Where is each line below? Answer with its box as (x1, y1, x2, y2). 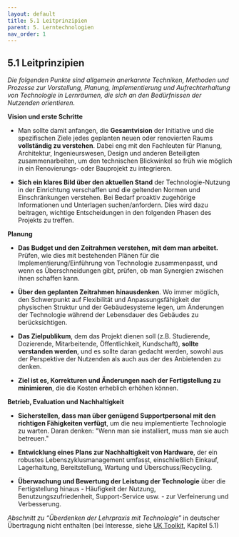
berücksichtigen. (17, 318, 68, 327)
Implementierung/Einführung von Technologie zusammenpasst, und (17, 259, 218, 268)
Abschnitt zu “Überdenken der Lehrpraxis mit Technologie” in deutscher (7, 513, 220, 522)
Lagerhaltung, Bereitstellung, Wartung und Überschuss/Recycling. (17, 463, 213, 472)
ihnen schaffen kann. (17, 274, 80, 283)
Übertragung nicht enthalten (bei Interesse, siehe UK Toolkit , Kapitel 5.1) (7, 521, 219, 530)
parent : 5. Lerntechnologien (7, 24, 94, 31)
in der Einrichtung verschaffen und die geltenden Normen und (17, 186, 200, 194)
